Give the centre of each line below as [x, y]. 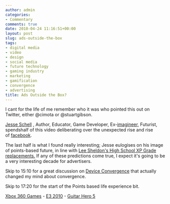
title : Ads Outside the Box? [36, 95]
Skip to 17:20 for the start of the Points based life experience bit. [72, 186]
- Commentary [19, 19]
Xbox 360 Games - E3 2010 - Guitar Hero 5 [50, 196]
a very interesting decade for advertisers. [49, 161]
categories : [18, 15]
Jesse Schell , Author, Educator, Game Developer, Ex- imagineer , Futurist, [81, 124]
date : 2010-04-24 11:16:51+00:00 [41, 29]
